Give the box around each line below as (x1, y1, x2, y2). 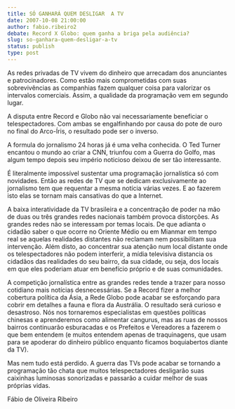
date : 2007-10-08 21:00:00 (7, 17, 86, 24)
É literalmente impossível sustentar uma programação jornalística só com (7, 169, 219, 177)
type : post (7, 50, 39, 57)
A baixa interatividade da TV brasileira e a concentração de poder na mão (7, 205, 221, 213)
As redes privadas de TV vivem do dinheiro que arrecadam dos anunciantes (7, 68, 227, 77)
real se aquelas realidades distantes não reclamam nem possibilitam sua (7, 234, 217, 243)
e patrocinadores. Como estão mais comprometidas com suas (7, 76, 187, 84)
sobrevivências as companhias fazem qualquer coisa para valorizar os (7, 83, 211, 92)
